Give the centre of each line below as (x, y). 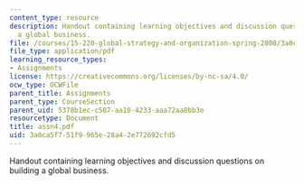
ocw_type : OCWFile (44, 85)
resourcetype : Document (54, 118)
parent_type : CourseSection (62, 102)
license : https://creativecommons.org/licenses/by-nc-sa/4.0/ (129, 77)
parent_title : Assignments (60, 93)
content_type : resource (54, 18)
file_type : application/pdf (62, 51)
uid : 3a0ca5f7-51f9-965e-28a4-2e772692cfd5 (93, 135)
